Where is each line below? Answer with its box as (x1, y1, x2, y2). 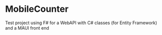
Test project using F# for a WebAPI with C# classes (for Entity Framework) (5, 20, 158, 26)
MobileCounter (5, 3, 69, 15)
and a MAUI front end (5, 25, 49, 31)
